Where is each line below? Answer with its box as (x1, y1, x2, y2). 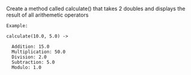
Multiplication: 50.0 (11, 49, 66, 55)
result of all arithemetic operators (6, 11, 89, 18)
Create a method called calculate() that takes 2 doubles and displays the (6, 5, 186, 12)
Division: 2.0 (11, 54, 47, 60)
